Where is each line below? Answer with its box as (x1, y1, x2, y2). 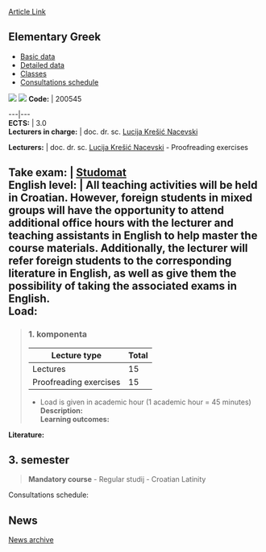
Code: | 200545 (27, 94, 82, 103)
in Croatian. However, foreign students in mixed (8, 191, 252, 205)
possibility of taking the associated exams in (8, 279, 238, 293)
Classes (19, 69, 47, 78)
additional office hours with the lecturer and (8, 216, 234, 230)
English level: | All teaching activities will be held (8, 178, 258, 192)
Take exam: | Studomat (8, 165, 127, 180)
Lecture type (51, 349, 102, 361)
